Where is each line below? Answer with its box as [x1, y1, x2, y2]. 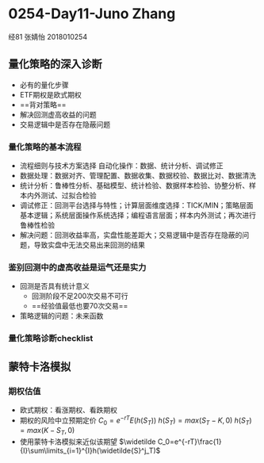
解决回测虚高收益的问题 [19, 109, 97, 119]
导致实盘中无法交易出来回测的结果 [33, 240, 145, 250]
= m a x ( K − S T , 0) [19, 426, 75, 437]
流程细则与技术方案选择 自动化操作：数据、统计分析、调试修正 [19, 161, 224, 170]
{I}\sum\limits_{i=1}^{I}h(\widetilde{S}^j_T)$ [19, 446, 161, 456]
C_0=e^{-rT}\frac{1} [157, 437, 222, 446]
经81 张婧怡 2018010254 [8, 32, 88, 41]
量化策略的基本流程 [8, 141, 82, 152]
